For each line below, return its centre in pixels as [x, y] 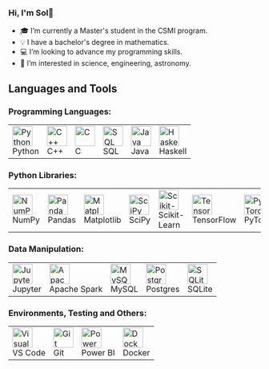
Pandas [62, 220]
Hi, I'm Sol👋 [31, 13]
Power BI [98, 352]
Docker [137, 352]
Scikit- [171, 215]
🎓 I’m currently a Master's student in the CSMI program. [114, 30]
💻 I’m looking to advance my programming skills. [101, 52]
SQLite [200, 289]
